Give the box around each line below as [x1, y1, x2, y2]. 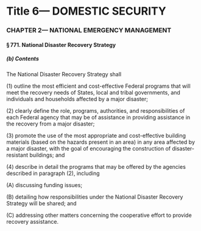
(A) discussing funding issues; [6, 181, 83, 188]
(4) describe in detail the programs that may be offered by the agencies [6, 163, 186, 170]
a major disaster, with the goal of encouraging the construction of [6, 144, 171, 152]
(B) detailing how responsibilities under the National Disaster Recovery [6, 193, 183, 201]
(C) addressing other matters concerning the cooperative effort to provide [6, 211, 192, 219]
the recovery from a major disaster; [6, 120, 95, 127]
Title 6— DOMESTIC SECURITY [6, 4, 166, 18]
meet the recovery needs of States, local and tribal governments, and [6, 88, 181, 96]
